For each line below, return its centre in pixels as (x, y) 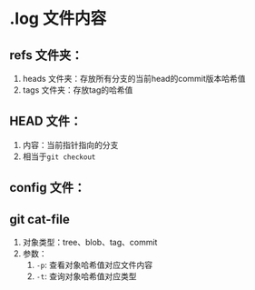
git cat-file (39, 219)
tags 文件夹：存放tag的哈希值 (78, 90)
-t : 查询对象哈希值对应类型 (86, 276)
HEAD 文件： (46, 121)
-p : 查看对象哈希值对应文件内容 (94, 265)
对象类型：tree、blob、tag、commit (90, 243)
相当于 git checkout (59, 156)
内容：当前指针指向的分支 (70, 145)
